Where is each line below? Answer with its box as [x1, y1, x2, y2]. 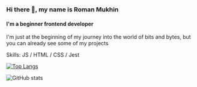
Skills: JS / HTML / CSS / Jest [6, 51, 80, 58]
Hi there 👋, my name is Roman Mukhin [6, 5, 119, 14]
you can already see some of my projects [6, 40, 109, 47]
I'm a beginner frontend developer [6, 20, 94, 27]
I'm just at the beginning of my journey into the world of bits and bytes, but [6, 33, 191, 41]
